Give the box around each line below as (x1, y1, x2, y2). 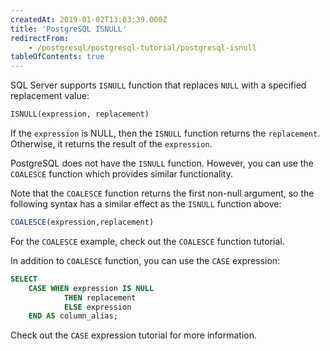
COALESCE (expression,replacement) (10, 217, 155, 227)
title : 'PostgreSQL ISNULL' (10, 24, 128, 34)
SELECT (10, 274, 38, 284)
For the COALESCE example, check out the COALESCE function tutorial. (10, 235, 285, 247)
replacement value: (10, 90, 90, 102)
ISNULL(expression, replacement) (10, 109, 150, 120)
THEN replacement (63, 292, 137, 303)
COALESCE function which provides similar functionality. (10, 168, 233, 180)
